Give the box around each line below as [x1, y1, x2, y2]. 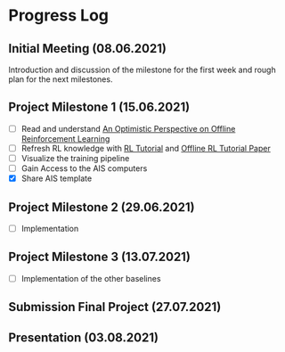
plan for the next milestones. [8, 74, 113, 85]
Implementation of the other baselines [20, 273, 161, 283]
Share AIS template [20, 173, 93, 184]
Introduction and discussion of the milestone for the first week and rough [8, 64, 277, 75]
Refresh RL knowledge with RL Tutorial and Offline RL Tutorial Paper [20, 143, 271, 153]
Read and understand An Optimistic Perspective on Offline [20, 123, 236, 134]
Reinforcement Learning [20, 133, 110, 143]
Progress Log [8, 5, 109, 26]
